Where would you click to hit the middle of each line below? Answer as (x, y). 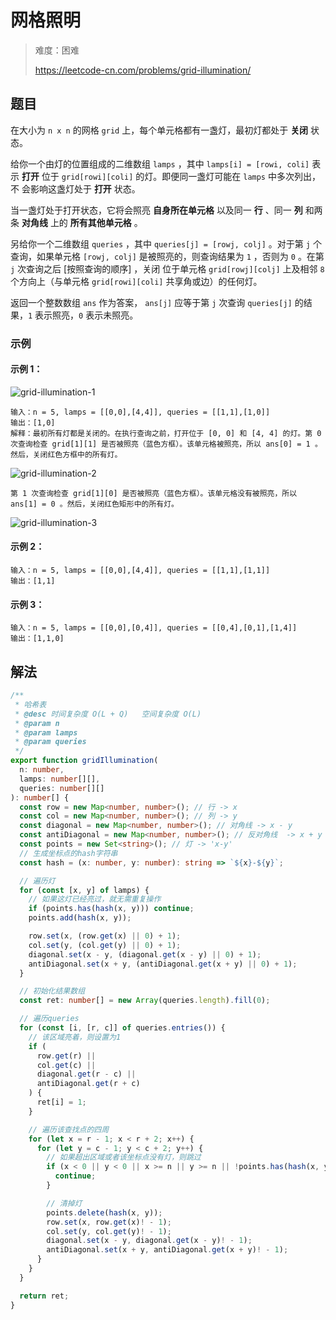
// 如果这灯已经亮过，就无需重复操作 (95, 899)
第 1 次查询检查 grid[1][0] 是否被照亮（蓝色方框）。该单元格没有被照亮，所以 (154, 493)
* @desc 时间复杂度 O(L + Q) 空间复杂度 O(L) (108, 714)
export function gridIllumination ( (84, 761)
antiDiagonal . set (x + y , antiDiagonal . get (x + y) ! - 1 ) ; (167, 1250)
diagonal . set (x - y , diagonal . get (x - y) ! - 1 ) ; (149, 1241)
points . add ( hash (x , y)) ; (80, 918)
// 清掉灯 (64, 1203)
